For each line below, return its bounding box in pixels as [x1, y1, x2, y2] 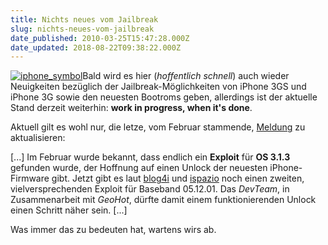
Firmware [10, 172, 50, 185]
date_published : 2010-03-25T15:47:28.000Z [10, 33, 190, 43]
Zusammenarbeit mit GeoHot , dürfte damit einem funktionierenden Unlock [10, 194, 317, 206]
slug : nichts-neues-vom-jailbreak [10, 24, 155, 34]
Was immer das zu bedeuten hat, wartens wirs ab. [10, 224, 217, 236]
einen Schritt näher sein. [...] [10, 204, 128, 216]
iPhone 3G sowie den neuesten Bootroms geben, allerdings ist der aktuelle [10, 91, 318, 103]
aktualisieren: [10, 132, 66, 144]
